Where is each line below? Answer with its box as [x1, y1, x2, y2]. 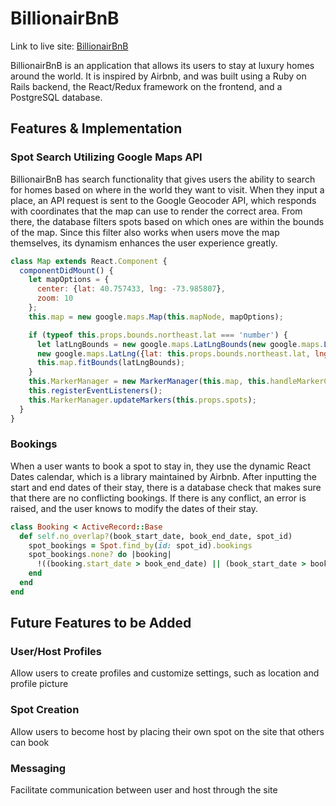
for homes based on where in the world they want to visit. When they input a [10, 183, 325, 196]
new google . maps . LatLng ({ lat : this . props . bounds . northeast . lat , [36, 348, 311, 359]
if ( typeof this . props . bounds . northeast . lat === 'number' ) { [28, 330, 289, 340]
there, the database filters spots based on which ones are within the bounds [10, 215, 325, 227]
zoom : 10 [36, 293, 74, 304]
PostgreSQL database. [10, 91, 103, 103]
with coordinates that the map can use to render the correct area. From [10, 205, 303, 217]
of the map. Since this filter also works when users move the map [10, 226, 280, 238]
